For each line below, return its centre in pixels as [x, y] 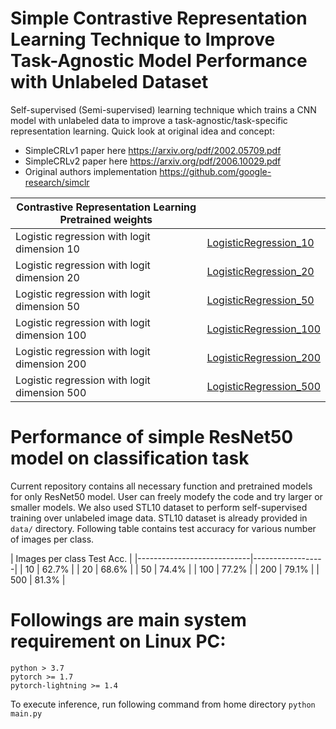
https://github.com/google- [215, 171]
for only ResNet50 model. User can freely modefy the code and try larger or [166, 496]
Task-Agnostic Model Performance [159, 61]
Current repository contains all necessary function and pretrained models [161, 486]
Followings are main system [128, 620]
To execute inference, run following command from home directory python [163, 704]
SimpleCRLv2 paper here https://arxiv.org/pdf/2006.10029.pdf [153, 161]
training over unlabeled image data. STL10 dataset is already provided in [159, 518]
